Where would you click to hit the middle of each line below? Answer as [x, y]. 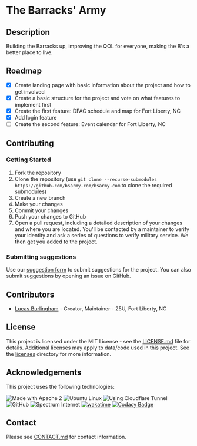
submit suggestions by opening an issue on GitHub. [69, 276]
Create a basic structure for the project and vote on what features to [97, 98]
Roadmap [24, 71]
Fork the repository [38, 173]
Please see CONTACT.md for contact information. [66, 437]
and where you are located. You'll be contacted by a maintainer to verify [102, 229]
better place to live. [29, 52]
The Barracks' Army [56, 10]
